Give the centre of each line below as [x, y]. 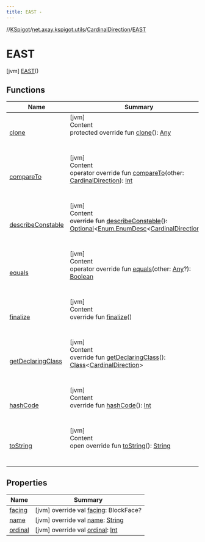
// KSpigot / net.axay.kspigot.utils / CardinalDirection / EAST [76, 29]
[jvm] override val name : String [79, 520]
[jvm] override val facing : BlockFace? [88, 510]
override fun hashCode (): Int [110, 405]
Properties [27, 483]
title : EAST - [24, 12]
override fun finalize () [101, 317]
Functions [26, 90]
